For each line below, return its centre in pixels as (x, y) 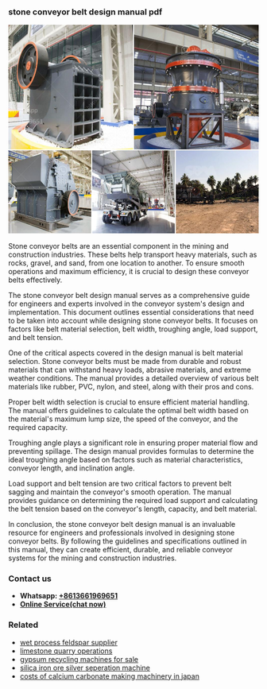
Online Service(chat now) (63, 604)
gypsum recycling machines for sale (79, 659)
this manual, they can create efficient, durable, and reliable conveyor (120, 549)
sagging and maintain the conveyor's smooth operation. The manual (120, 492)
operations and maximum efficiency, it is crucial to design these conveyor (129, 271)
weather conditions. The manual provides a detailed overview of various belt (133, 378)
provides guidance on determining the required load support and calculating (133, 500)
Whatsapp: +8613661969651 (68, 596)
